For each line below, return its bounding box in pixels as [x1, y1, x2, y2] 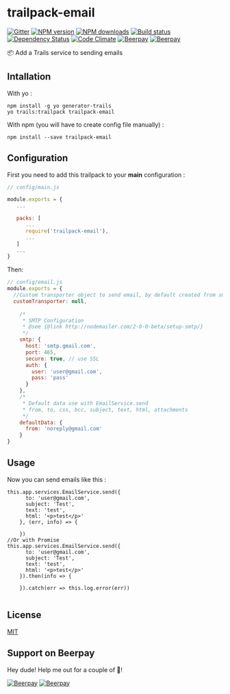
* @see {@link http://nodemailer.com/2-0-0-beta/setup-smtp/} [22, 324, 204, 331]
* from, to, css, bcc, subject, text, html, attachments [22, 406, 188, 413]
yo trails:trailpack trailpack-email [7, 108, 115, 115]
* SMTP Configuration [22, 317, 84, 324]
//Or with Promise [7, 536, 60, 543]
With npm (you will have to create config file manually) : [7, 120, 164, 128]
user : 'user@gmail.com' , [31, 368, 103, 375]
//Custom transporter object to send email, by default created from [13, 291, 216, 299]
